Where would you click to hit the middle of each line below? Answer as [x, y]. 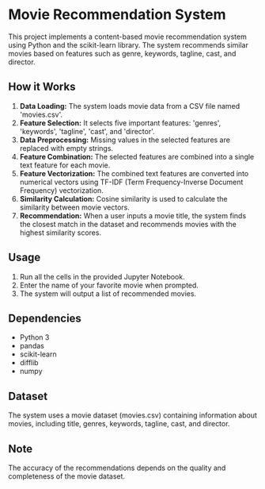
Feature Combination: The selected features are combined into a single [137, 156]
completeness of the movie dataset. [66, 476]
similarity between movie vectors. [75, 207]
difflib [29, 363]
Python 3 [34, 337]
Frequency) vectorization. [62, 190]
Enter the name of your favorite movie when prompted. [109, 285]
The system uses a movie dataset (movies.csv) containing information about [132, 415]
